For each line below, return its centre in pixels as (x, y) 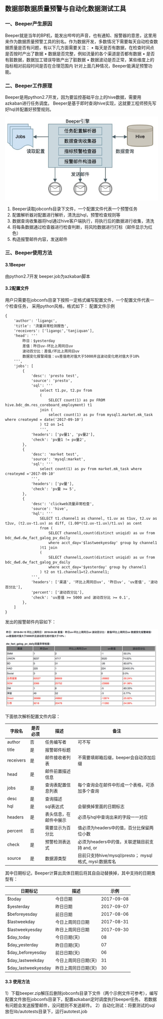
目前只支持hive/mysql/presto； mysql (115, 855)
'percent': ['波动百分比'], (57, 592)
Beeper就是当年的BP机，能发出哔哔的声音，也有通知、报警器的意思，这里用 (81, 35)
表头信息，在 (58, 814)
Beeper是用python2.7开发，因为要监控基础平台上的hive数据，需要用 (73, 97)
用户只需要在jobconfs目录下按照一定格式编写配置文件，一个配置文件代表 (78, 300)
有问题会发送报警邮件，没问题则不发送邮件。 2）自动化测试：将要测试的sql (80, 1005)
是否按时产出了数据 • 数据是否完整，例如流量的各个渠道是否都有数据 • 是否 (80, 54)
